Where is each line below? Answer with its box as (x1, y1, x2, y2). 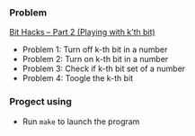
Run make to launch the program (22, 115, 140, 127)
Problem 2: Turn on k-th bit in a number (22, 54, 169, 65)
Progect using (9, 95, 72, 108)
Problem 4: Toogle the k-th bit (22, 73, 134, 84)
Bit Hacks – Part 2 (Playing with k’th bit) (9, 27, 155, 38)
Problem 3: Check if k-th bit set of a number (22, 63, 186, 74)
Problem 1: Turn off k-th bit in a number (22, 44, 168, 55)
